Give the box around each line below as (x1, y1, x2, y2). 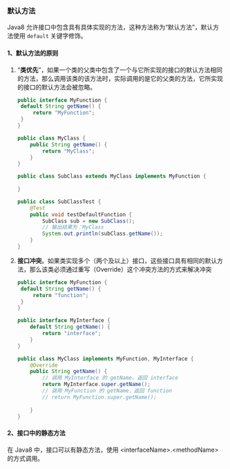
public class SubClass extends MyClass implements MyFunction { (17, 173, 207, 180)
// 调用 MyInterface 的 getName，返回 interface (42, 374, 178, 381)
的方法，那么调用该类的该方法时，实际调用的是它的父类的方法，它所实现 (17, 74, 223, 82)
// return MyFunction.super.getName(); (42, 394, 157, 401)
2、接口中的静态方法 (7, 428, 66, 437)
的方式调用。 (7, 454, 44, 462)
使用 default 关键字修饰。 (12, 32, 87, 40)
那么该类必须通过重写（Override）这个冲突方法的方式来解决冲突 (29, 265, 212, 274)
